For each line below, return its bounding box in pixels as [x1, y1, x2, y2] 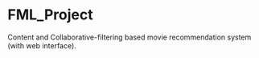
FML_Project [7, 6, 93, 24]
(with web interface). [7, 40, 77, 50]
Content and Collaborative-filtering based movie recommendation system [7, 32, 252, 42]
